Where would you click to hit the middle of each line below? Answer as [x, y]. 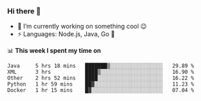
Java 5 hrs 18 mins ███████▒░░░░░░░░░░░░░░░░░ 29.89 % [101, 66]
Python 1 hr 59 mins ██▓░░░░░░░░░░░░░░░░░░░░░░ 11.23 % [101, 84]
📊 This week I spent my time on [54, 51]
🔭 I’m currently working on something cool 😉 [82, 26]
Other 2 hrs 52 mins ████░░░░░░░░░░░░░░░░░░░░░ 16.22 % [101, 78]
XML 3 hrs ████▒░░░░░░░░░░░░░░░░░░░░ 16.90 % [101, 72]
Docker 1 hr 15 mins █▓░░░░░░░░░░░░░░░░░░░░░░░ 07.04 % [101, 91]
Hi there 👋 [24, 11]
